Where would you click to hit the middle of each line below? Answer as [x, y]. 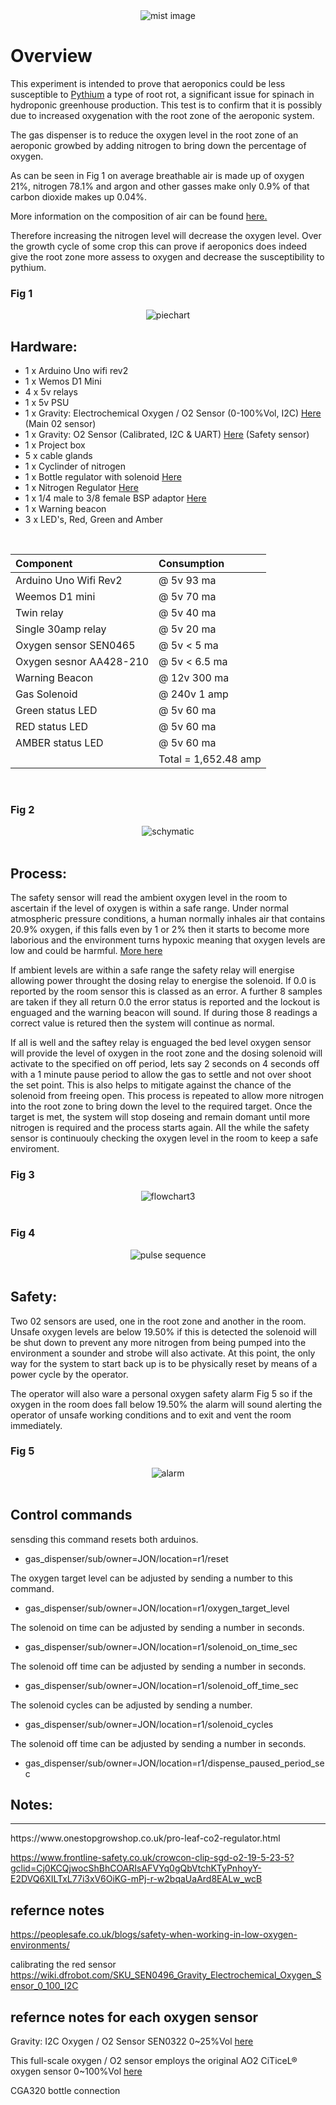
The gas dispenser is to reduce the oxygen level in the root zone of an [154, 135]
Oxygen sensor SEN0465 [75, 646]
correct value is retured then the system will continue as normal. [142, 1023]
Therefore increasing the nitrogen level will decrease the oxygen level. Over [166, 235]
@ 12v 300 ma [194, 678]
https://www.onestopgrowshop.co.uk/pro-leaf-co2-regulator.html [145, 1838]
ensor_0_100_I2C [44, 1986]
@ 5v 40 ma [187, 613]
